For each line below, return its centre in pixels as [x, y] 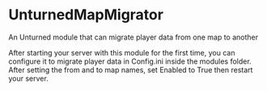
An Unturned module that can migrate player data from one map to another [133, 37]
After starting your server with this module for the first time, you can [122, 52]
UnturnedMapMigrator [86, 15]
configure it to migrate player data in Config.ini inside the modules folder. [130, 61]
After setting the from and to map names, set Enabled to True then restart [131, 69]
